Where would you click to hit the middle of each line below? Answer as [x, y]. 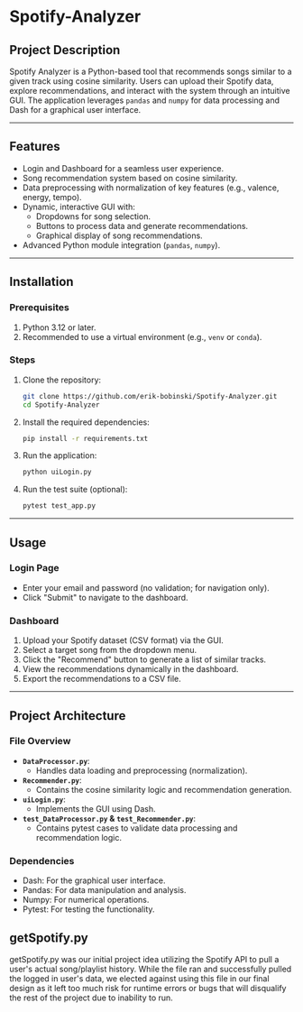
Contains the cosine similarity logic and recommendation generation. [164, 789]
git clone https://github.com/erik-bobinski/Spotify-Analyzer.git [150, 396]
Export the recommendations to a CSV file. [102, 679]
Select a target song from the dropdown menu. [109, 650]
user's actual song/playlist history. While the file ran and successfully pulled [151, 969]
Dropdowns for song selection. [93, 216]
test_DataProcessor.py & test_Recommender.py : [109, 818]
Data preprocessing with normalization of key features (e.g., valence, [151, 188]
